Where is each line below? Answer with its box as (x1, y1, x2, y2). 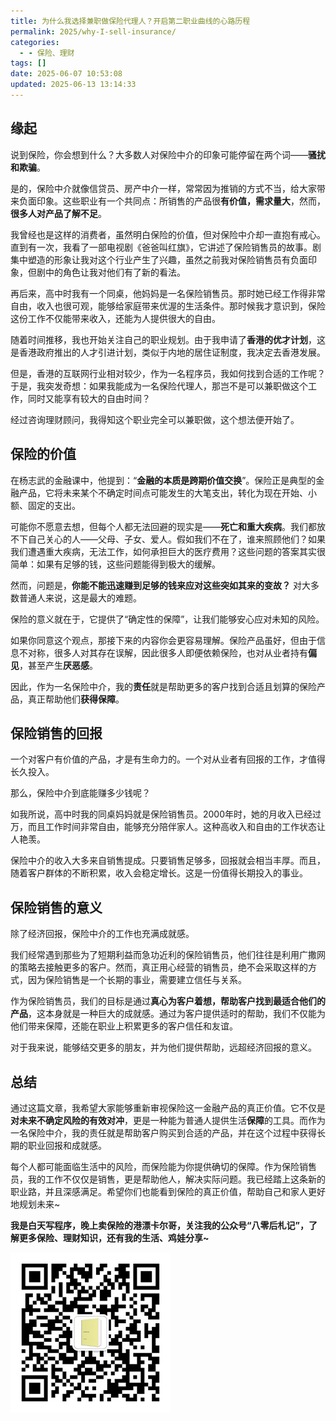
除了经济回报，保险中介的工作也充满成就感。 (10, 928, 195, 940)
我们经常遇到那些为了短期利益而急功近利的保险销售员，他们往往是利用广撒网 (10, 949, 326, 961)
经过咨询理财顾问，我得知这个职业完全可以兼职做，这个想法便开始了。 (10, 413, 300, 425)
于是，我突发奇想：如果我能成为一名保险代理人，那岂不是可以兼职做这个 (10, 380, 308, 392)
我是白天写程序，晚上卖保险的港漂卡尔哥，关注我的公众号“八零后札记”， (10, 1219, 310, 1231)
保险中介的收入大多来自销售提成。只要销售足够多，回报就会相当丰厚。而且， (10, 855, 326, 867)
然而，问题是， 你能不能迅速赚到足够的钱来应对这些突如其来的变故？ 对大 (10, 579, 311, 591)
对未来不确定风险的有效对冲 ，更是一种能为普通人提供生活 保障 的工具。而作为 (10, 1114, 326, 1126)
